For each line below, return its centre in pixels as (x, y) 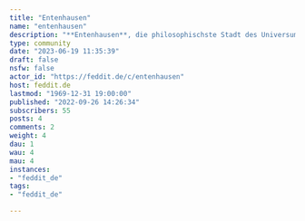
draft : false (34, 60)
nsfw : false (32, 69)
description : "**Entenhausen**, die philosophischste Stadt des (133, 34)
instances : (30, 169)
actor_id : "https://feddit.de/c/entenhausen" (97, 77)
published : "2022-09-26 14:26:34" (75, 102)
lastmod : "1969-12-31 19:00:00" (70, 93)
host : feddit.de (40, 85)
